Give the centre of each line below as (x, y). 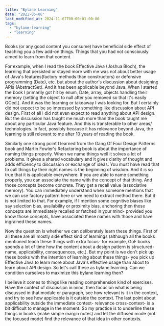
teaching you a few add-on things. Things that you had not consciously (77, 51)
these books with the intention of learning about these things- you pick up (80, 257)
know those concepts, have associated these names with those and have (79, 216)
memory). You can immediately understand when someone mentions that (79, 190)
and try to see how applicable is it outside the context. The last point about (80, 298)
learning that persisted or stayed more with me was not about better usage (81, 71)
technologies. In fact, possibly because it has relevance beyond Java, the (79, 129)
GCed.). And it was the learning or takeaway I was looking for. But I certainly (82, 103)
